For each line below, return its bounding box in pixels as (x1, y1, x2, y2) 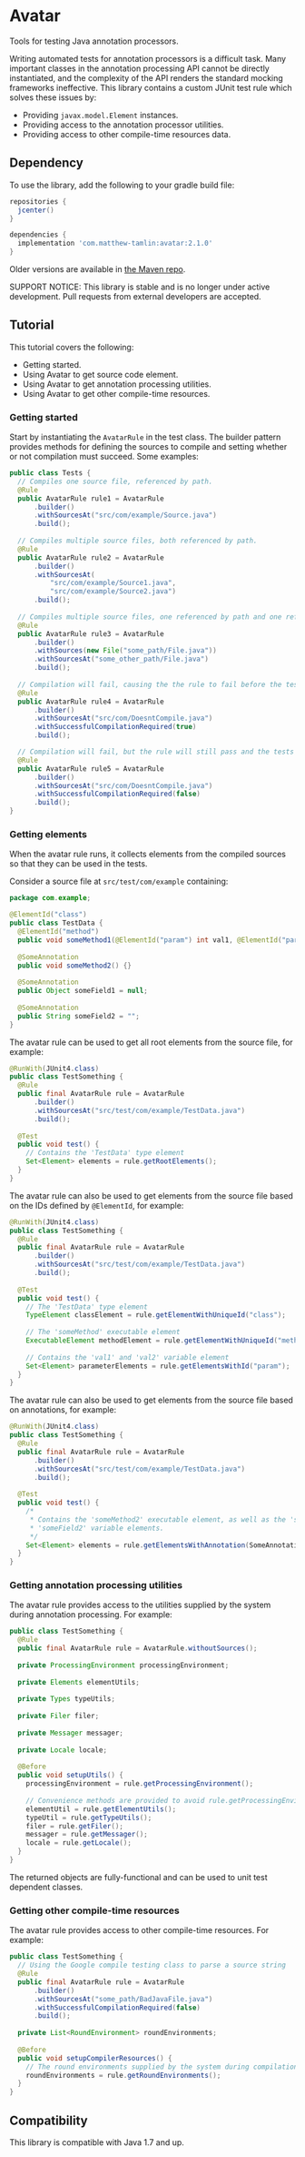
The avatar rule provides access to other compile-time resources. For (9, 1925, 270, 1936)
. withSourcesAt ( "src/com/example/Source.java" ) (33, 511, 218, 520)
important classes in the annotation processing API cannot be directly (9, 63, 270, 74)
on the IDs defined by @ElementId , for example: (9, 1200, 184, 1210)
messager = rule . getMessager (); (25, 1830, 148, 1839)
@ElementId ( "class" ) (9, 910, 88, 919)
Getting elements (9, 828, 88, 841)
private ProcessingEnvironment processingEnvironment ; (17, 1660, 230, 1670)
